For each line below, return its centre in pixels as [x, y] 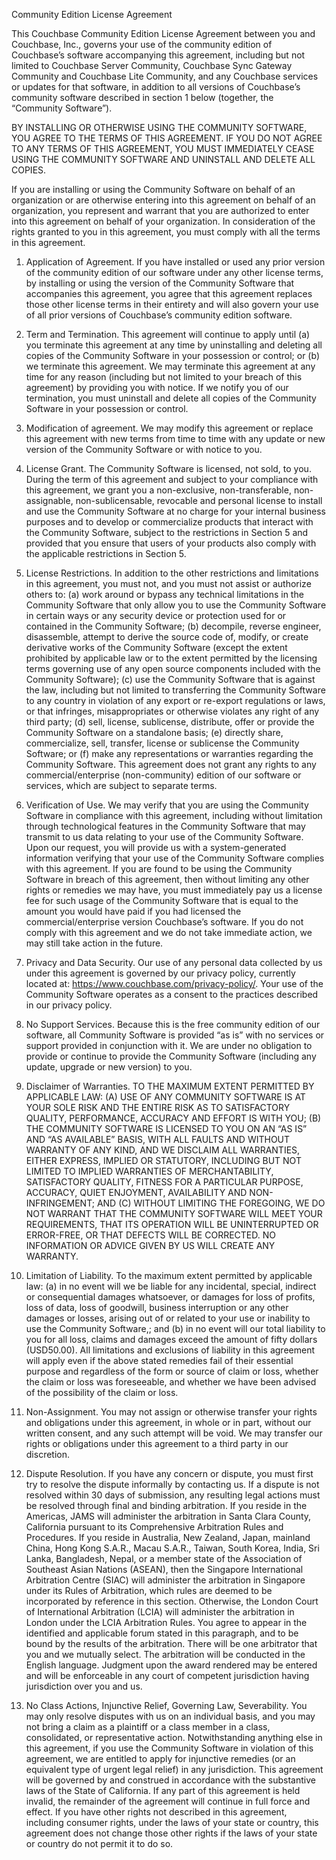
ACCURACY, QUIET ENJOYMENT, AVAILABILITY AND [136, 1192]
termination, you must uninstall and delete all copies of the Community [171, 398]
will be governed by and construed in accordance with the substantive [170, 1780]
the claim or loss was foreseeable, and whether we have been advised [171, 1382]
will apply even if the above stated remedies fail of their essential [159, 1360]
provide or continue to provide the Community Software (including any [171, 1056]
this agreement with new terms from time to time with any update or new [175, 438]
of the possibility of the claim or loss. [102, 1392]
